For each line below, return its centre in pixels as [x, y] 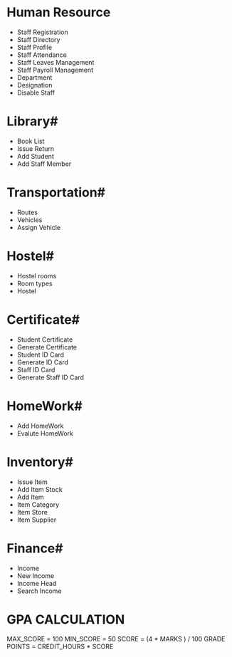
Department [35, 77]
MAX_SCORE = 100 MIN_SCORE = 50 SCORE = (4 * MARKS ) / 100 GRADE [116, 639]
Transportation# [56, 193]
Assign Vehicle [39, 227]
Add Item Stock [39, 489]
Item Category [38, 504]
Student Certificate [45, 340]
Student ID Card [41, 354]
